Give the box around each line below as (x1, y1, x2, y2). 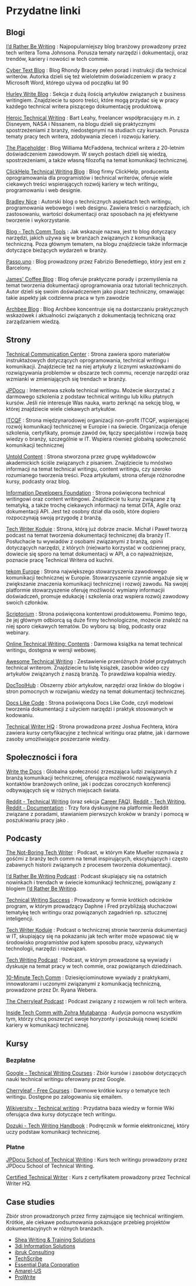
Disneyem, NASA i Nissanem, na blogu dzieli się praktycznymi (6, 121, 156, 127)
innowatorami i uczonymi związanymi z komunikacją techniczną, (6, 980, 161, 987)
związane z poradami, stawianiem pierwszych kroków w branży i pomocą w (6, 810, 190, 817)
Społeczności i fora (6, 752, 78, 762)
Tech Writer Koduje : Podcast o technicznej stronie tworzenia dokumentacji (6, 927, 187, 934)
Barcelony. (6, 265, 32, 271)
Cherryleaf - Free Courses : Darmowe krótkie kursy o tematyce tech (6, 1087, 170, 1094)
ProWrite (14, 1274, 36, 1281)
